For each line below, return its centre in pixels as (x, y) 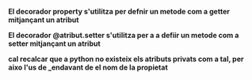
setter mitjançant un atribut (54, 44)
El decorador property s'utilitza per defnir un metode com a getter (119, 11)
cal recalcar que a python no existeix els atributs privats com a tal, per (126, 59)
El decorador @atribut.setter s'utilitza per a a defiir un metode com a (124, 35)
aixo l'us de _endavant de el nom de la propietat (88, 67)
